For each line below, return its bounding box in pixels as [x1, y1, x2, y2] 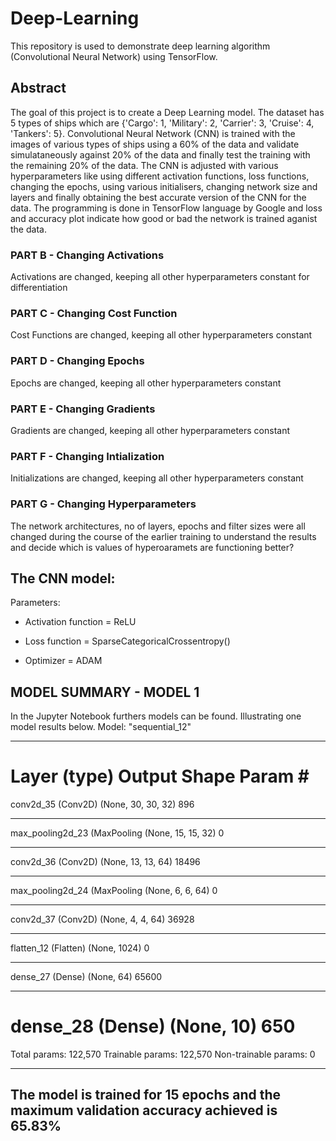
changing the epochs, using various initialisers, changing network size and [10, 180, 318, 192]
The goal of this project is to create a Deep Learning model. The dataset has [10, 106, 325, 118]
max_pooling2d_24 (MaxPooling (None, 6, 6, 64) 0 [10, 885, 218, 897]
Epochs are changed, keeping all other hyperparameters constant [10, 377, 282, 389]
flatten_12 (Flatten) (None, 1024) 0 [10, 942, 150, 954]
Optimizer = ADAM [24, 655, 103, 667]
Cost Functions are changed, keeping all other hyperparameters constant [10, 329, 313, 341]
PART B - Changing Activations [10, 248, 165, 262]
